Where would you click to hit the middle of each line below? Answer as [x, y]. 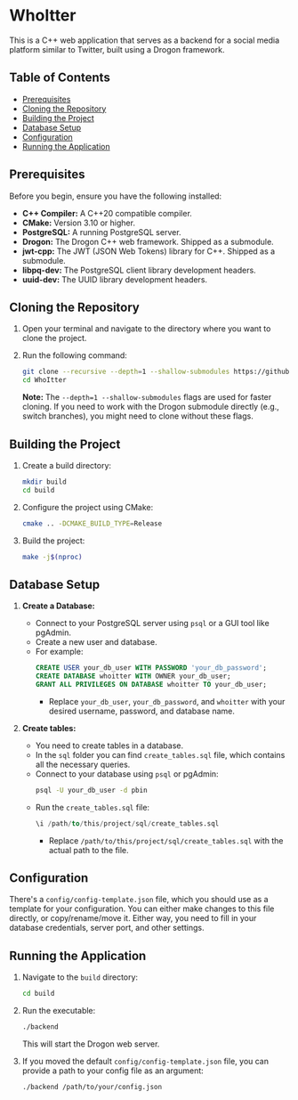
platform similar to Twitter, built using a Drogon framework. [117, 49]
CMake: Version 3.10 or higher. [79, 223]
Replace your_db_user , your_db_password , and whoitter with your [167, 701]
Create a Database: [58, 606]
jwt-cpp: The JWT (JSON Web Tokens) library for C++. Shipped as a [149, 251]
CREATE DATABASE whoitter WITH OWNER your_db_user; [133, 676]
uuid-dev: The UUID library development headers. [114, 279]
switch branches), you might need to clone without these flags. [137, 416]
